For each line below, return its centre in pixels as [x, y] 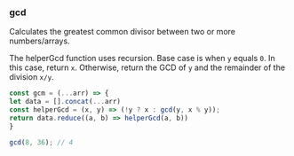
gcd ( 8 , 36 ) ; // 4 [41, 142]
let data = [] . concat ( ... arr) [65, 102]
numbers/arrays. [40, 41]
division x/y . [32, 77]
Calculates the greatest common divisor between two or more [122, 32]
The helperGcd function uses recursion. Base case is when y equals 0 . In [142, 58]
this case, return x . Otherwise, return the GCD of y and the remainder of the [147, 67]
